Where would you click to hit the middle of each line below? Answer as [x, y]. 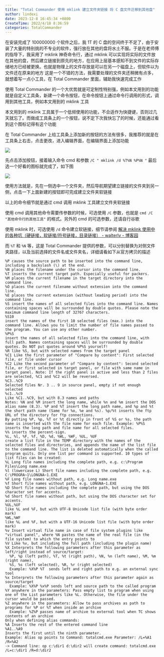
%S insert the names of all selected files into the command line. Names [82, 304]
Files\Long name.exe [26, 467]
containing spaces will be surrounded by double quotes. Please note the [82, 308]
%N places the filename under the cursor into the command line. [73, 270]
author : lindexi [21, 14]
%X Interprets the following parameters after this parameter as [73, 548]
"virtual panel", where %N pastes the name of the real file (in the [77, 535]
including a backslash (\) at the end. [46, 265]
